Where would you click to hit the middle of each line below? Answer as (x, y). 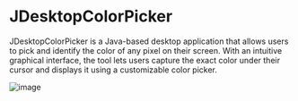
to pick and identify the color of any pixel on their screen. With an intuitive (146, 50)
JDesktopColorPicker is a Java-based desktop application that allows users (149, 41)
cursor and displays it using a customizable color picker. (114, 70)
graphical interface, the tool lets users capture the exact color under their (145, 60)
